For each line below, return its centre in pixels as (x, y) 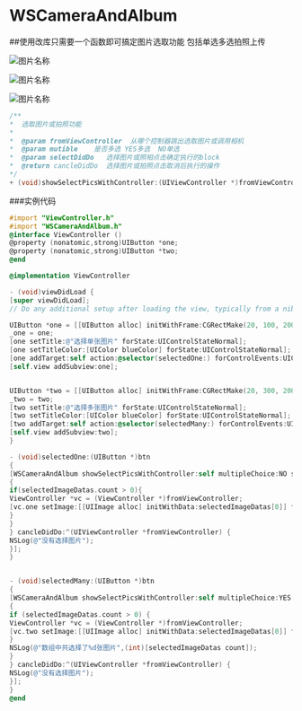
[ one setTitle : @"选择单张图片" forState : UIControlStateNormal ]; (128, 342)
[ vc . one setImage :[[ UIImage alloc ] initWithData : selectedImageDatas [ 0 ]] (148, 507)
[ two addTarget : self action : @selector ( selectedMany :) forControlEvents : (148, 424)
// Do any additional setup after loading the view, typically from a (144, 309)
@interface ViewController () (66, 234)
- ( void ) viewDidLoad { (52, 292)
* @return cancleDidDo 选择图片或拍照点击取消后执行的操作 (115, 166)
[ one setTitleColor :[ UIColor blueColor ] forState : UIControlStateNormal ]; (151, 350)
